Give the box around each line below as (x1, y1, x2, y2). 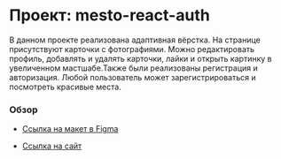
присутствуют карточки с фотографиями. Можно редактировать (9, 43, 255, 54)
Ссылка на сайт (21, 140, 82, 151)
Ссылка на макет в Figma (21, 124, 119, 134)
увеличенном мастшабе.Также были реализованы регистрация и (9, 63, 259, 73)
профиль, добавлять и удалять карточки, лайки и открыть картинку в (9, 53, 272, 64)
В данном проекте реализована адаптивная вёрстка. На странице (9, 34, 261, 45)
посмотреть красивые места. (9, 81, 121, 92)
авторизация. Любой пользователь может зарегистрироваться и (9, 72, 256, 82)
